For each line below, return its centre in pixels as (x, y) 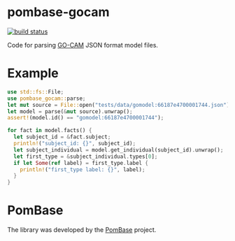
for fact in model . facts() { (50, 131)
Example (33, 73)
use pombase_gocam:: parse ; (47, 98)
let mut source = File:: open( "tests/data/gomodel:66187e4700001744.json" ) (119, 105)
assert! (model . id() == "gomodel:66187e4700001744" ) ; (86, 118)
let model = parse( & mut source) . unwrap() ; (70, 111)
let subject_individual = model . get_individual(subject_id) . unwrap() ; (119, 150)
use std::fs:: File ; (36, 92)
